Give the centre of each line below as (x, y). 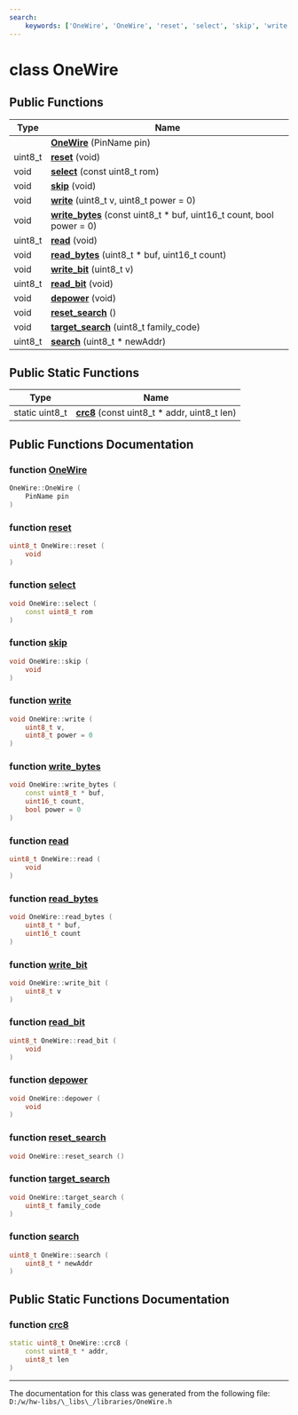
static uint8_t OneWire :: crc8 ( (69, 1343)
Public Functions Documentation (102, 444)
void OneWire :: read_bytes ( (61, 917)
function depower (49, 1080)
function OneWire (48, 469)
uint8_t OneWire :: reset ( (57, 546)
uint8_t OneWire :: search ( (59, 1255)
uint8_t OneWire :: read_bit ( (63, 1041)
